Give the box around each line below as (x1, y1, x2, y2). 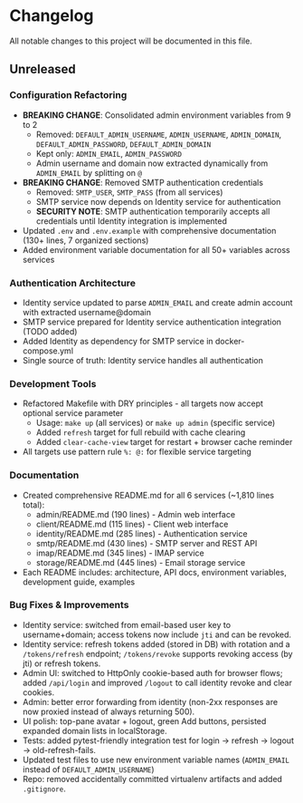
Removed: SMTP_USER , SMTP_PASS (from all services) (35, 187, 223, 198)
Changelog (9, 5, 94, 26)
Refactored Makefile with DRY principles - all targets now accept (22, 398, 264, 409)
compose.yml (22, 345, 74, 356)
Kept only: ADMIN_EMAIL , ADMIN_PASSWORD (35, 148, 183, 159)
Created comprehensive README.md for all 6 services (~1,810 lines (22, 489, 274, 500)
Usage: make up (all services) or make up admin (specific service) (35, 418, 276, 429)
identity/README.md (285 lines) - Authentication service (35, 527, 248, 539)
